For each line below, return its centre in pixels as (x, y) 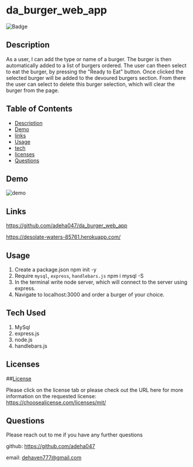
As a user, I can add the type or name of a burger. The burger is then (89, 59)
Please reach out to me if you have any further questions (75, 435)
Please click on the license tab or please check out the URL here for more (95, 390)
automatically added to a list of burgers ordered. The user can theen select (96, 65)
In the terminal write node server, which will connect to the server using (101, 282)
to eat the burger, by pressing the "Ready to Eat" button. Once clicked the (95, 72)
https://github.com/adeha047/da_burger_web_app (67, 226)
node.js (24, 340)
